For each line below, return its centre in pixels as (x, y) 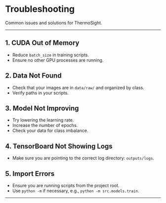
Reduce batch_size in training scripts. (51, 55)
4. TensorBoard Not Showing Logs (59, 146)
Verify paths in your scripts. (41, 93)
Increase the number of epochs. (45, 125)
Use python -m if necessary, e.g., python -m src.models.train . (76, 191)
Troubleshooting (40, 9)
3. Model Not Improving (42, 108)
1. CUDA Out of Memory (42, 43)
